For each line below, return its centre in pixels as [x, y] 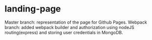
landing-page [33, 9]
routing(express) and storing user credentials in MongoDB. [64, 32]
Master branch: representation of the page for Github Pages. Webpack [76, 22]
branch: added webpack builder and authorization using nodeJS [69, 27]
